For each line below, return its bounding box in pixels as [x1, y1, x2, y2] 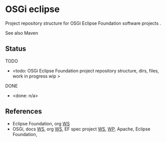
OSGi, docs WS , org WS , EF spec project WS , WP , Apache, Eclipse [12, 126, 150, 132]
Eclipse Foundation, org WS [12, 120, 70, 126]
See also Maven [5, 30, 39, 36]
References [5, 107, 42, 116]
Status [5, 44, 27, 53]
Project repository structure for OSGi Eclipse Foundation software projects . [5, 20, 161, 26]
